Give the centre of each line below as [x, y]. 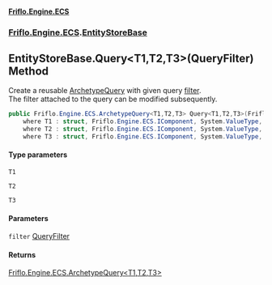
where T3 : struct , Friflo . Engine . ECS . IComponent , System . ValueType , [143, 136]
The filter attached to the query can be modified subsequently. [113, 99]
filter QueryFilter [39, 236]
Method [29, 71]
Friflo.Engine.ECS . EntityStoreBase [78, 32]
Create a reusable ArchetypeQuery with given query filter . [105, 91]
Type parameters [38, 155]
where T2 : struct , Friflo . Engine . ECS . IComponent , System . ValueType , [143, 130]
